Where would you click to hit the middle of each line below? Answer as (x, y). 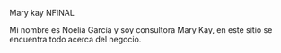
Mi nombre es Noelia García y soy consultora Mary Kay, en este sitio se (141, 30)
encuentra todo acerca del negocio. (75, 39)
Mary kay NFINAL (42, 13)
